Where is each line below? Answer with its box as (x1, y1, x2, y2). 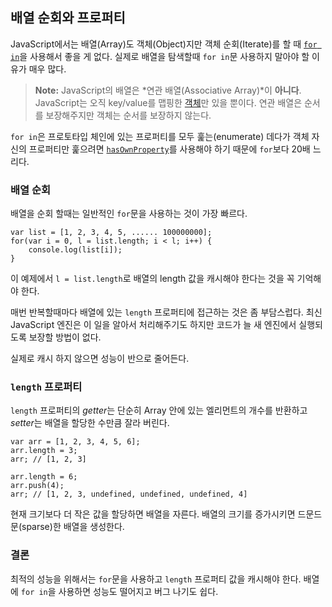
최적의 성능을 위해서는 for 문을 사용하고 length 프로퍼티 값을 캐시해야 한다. (10, 573, 302, 585)
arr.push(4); (10, 481, 65, 491)
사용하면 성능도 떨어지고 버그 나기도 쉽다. (58, 585, 219, 597)
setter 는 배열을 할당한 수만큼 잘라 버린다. (10, 417, 170, 429)
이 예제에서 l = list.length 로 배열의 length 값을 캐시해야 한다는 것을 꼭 (10, 273, 295, 285)
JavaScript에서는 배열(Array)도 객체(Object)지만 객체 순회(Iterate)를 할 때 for (10, 38, 318, 50)
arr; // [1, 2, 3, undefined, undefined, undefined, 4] (10, 489, 248, 500)
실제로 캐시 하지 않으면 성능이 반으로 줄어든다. (10, 353, 190, 365)
